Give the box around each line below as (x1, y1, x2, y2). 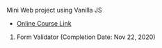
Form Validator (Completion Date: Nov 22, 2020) (16, 33, 156, 41)
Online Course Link (16, 19, 72, 27)
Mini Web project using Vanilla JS (6, 6, 102, 14)
